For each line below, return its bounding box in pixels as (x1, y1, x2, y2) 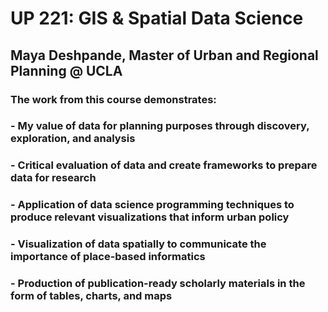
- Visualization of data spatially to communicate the (10, 237, 267, 251)
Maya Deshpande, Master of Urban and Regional (10, 47, 319, 64)
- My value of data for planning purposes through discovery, (10, 119, 310, 133)
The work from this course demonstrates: (10, 92, 217, 106)
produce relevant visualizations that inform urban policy (10, 210, 290, 224)
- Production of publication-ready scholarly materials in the (10, 277, 306, 291)
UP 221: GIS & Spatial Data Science (10, 7, 304, 30)
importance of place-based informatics (10, 250, 206, 264)
